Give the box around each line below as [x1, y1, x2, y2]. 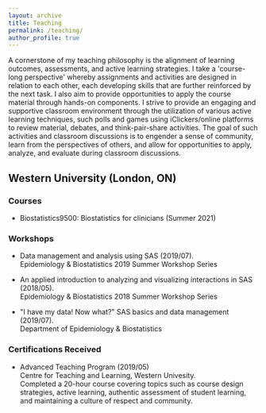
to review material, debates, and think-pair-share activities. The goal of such [8, 123, 258, 133]
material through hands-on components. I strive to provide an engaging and [8, 98, 256, 107]
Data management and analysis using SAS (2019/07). [19, 251, 195, 261]
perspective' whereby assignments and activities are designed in [24, 72, 237, 82]
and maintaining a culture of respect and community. [19, 396, 193, 405]
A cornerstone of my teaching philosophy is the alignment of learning [8, 56, 235, 65]
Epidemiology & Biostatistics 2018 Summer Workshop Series [19, 291, 218, 302]
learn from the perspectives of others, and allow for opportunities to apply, [8, 140, 253, 149]
